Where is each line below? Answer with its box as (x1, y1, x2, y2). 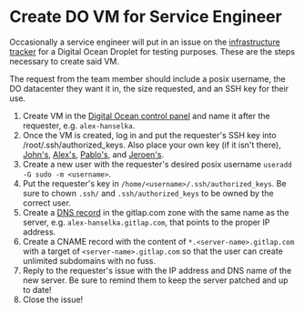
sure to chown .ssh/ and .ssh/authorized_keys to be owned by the (22, 187, 275, 198)
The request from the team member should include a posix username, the (9, 73, 286, 84)
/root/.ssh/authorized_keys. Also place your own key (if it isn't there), (22, 139, 282, 150)
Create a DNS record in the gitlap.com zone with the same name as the (22, 206, 289, 217)
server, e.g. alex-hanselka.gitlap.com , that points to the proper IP (22, 216, 270, 227)
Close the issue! (22, 294, 84, 305)
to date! (22, 284, 52, 295)
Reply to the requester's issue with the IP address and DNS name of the (22, 265, 292, 276)
